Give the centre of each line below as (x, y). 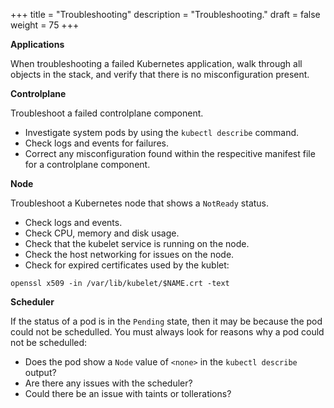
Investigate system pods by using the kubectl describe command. (162, 132)
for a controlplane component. (87, 164)
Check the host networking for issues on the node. (129, 254)
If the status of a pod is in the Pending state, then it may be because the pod (166, 321)
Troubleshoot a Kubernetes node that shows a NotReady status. (140, 203)
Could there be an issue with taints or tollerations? (128, 393)
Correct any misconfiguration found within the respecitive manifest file (170, 153)
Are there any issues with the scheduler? (108, 383)
